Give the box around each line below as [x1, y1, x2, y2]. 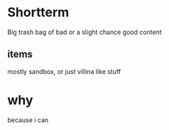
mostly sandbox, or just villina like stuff [7, 67, 121, 75]
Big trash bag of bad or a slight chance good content [7, 28, 162, 36]
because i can [7, 115, 49, 124]
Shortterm [7, 4, 70, 21]
